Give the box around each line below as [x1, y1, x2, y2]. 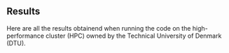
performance [6, 31, 45, 40]
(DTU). [6, 38, 26, 47]
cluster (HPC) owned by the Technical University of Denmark [46, 31, 222, 40]
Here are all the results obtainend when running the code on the [6, 24, 191, 32]
